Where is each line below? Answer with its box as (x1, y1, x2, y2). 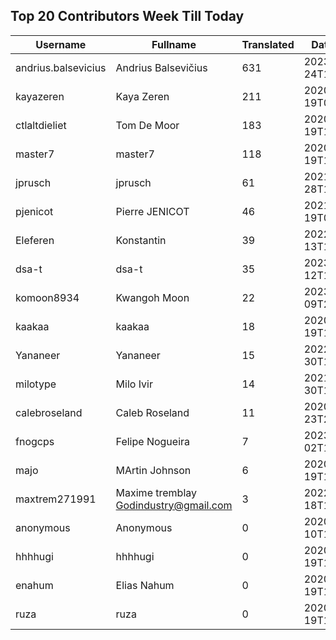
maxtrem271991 (15, 492, 97, 506)
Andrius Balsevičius (115, 60, 208, 74)
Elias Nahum (115, 578, 175, 592)
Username (35, 37, 87, 51)
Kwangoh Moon (115, 290, 190, 304)
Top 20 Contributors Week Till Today (10, 8, 245, 25)
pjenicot (15, 204, 54, 218)
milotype (15, 377, 57, 391)
